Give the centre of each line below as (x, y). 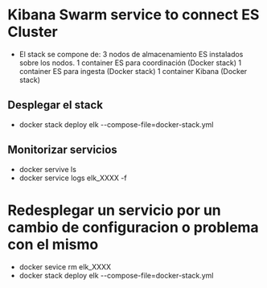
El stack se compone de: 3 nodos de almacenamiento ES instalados (131, 54)
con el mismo (53, 244)
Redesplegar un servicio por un (115, 210)
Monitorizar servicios (62, 150)
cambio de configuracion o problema (133, 227)
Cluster (33, 32)
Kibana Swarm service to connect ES (133, 15)
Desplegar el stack (55, 105)
